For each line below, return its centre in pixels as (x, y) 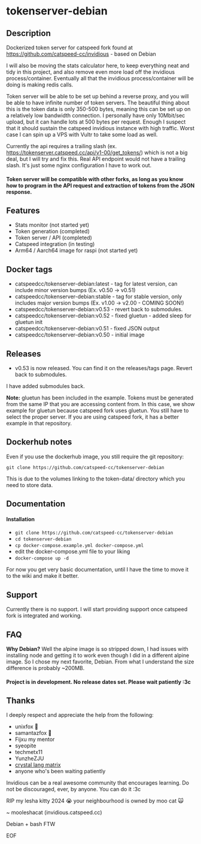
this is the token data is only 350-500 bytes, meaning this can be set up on (98, 109)
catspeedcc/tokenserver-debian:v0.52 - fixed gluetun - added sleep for (103, 316)
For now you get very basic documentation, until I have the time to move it (98, 570)
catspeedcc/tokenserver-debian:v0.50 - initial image (80, 335)
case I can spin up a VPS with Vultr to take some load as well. (82, 134)
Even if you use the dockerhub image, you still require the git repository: (95, 456)
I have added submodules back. (45, 386)
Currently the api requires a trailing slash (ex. (62, 146)
